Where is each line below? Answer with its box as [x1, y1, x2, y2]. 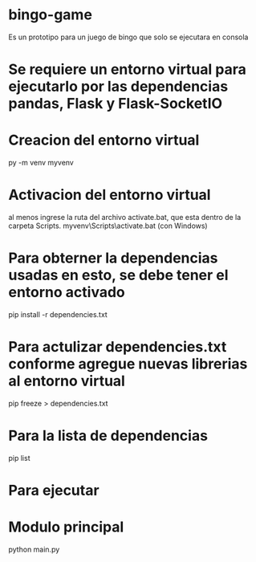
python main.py [8, 544, 60, 554]
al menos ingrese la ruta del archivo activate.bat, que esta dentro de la [8, 213, 242, 222]
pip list [8, 453, 30, 462]
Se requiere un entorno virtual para [8, 60, 246, 79]
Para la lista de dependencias [8, 427, 209, 445]
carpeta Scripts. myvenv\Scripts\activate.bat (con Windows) [8, 221, 208, 230]
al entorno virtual [8, 372, 126, 390]
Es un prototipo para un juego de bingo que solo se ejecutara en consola [8, 32, 249, 42]
